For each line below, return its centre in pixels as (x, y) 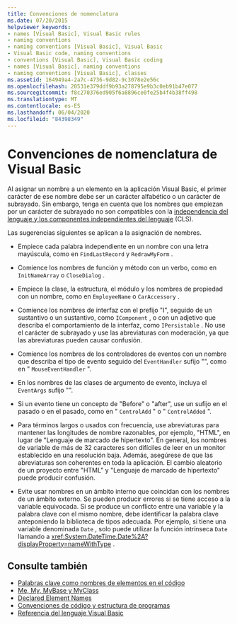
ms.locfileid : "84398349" (45, 119)
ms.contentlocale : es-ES (44, 106)
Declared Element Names (54, 598)
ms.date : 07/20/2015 (38, 21)
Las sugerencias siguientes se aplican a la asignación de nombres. (105, 232)
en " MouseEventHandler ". (54, 369)
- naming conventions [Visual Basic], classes (77, 73)
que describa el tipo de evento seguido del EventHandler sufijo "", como (122, 361)
